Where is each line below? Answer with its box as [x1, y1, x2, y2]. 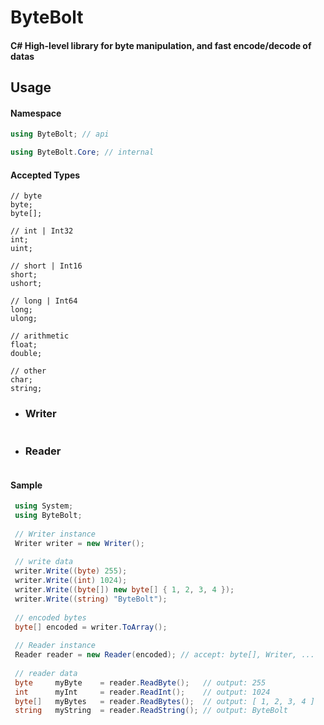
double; [10, 349, 43, 359]
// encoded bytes [14, 612, 87, 623]
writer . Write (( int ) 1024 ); [14, 576, 128, 586]
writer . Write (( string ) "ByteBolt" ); [14, 594, 168, 604]
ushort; [10, 279, 43, 289]
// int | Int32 [10, 226, 74, 236]
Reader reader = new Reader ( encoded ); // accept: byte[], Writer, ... [14, 650, 315, 660]
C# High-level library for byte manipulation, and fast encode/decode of [10, 39, 312, 51]
